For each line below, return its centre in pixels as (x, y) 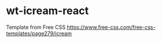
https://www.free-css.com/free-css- (111, 27)
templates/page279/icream (39, 33)
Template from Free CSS (36, 27)
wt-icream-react (47, 11)
